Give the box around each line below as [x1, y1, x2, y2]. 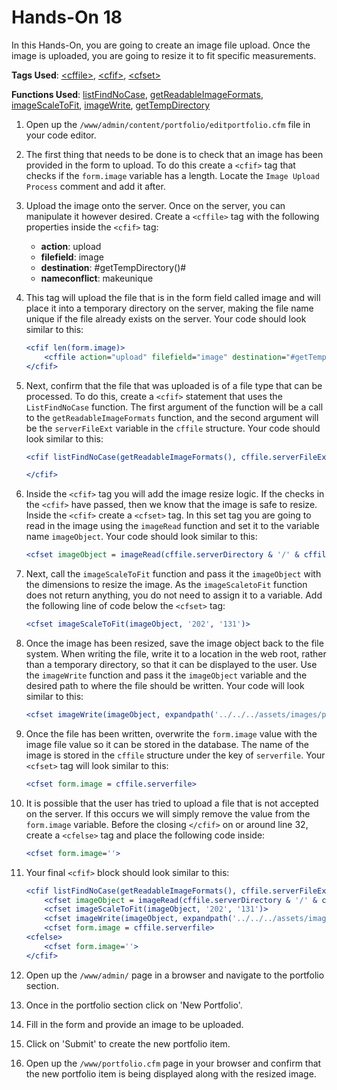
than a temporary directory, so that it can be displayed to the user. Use [25, 659, 318, 671]
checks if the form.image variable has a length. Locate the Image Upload [25, 169, 320, 181]
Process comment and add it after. [25, 180, 166, 192]
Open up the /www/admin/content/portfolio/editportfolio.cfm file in [25, 118, 311, 130]
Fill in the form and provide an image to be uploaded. [25, 1018, 244, 1030]
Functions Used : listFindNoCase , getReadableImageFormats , [11, 88, 264, 100]
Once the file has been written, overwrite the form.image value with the [25, 727, 318, 740]
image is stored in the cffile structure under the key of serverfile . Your [25, 749, 326, 761]
